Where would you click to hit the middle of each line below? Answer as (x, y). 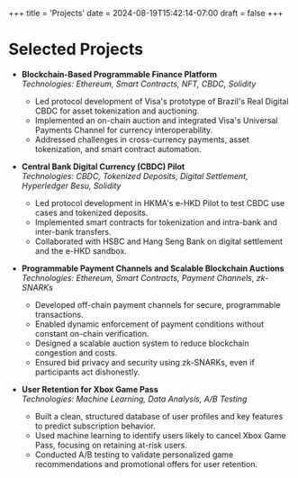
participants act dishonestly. (87, 372)
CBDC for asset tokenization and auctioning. (117, 111)
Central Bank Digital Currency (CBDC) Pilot (103, 167)
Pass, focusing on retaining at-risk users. (111, 445)
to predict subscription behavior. (95, 426)
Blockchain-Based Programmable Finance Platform (119, 74)
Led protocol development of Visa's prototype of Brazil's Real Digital (162, 101)
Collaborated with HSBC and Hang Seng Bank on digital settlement (158, 241)
